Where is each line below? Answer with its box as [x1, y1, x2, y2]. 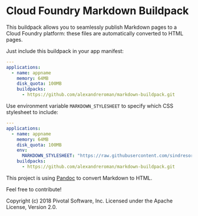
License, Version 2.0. [6, 203, 57, 210]
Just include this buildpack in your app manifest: [6, 47, 124, 54]
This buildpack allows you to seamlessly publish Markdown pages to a [6, 24, 177, 31]
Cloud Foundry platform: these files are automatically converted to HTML [6, 29, 184, 36]
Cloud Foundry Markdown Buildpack [6, 4, 189, 18]
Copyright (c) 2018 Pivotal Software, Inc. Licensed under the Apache [6, 197, 173, 204]
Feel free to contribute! [6, 185, 62, 192]
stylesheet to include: [6, 109, 59, 116]
